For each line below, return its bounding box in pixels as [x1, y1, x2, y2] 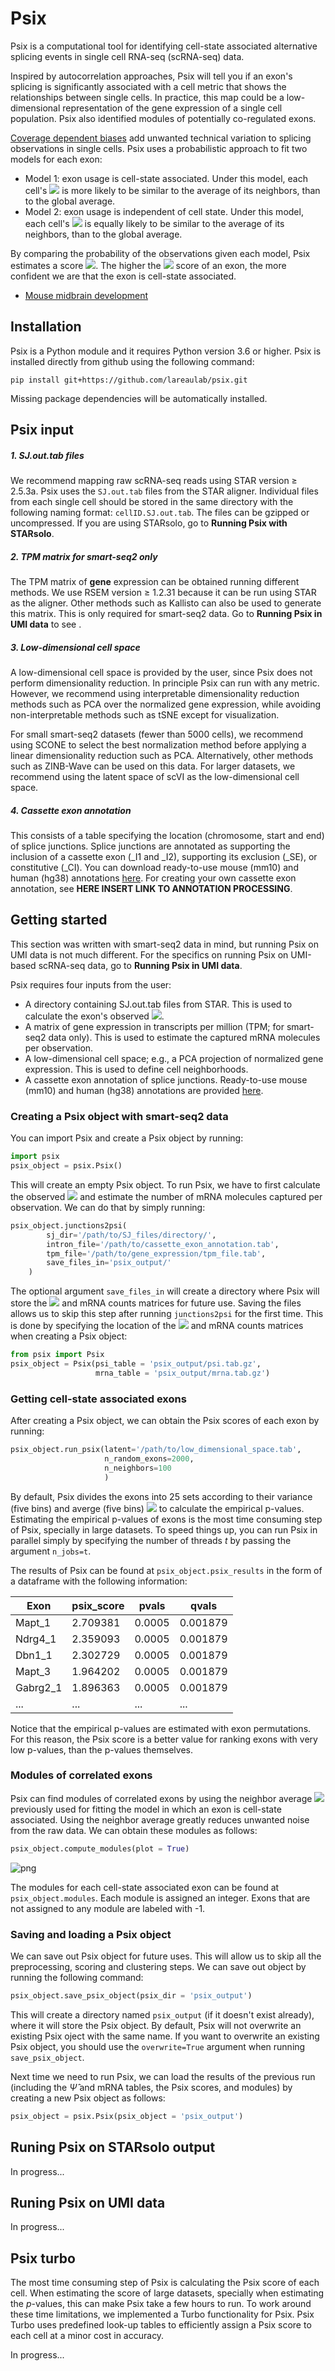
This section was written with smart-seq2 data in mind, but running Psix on [10, 938, 320, 950]
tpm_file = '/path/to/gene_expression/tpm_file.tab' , [46, 1248, 267, 1259]
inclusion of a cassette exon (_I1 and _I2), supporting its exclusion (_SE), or [10, 851, 318, 863]
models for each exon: [10, 153, 103, 165]
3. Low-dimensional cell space [10, 641, 141, 653]
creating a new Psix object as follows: [10, 2092, 166, 2104]
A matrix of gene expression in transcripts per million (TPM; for [24, 1020, 285, 1032]
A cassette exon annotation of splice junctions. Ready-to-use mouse [24, 1073, 308, 1086]
